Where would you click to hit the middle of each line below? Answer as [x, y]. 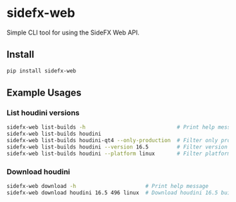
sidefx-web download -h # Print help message [108, 186]
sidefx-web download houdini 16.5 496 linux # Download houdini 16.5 [112, 192]
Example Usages [44, 93]
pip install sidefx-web [42, 71]
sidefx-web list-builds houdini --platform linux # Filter [104, 153]
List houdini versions [43, 113]
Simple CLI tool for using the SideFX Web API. [73, 32]
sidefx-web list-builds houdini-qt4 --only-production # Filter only [112, 141]
